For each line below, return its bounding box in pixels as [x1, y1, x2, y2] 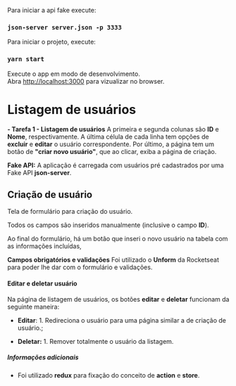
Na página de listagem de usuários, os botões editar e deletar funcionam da [7, 295, 230, 303]
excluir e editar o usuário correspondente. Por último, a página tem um [7, 140, 215, 148]
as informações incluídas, [7, 242, 82, 250]
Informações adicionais [7, 353, 79, 361]
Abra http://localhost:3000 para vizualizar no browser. [7, 77, 165, 85]
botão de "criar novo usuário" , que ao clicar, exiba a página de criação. [7, 147, 217, 155]
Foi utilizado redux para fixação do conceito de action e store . [17, 371, 200, 379]
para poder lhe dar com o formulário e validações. [7, 263, 153, 271]
